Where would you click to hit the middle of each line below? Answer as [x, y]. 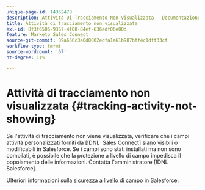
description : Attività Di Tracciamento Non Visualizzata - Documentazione [103, 18]
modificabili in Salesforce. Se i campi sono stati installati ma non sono [94, 149]
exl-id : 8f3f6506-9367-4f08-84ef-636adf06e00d [67, 29]
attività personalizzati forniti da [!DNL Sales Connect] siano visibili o [92, 142]
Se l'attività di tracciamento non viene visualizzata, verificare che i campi [98, 136]
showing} [31, 119]
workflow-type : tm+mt [34, 46]
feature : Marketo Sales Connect [47, 35]
